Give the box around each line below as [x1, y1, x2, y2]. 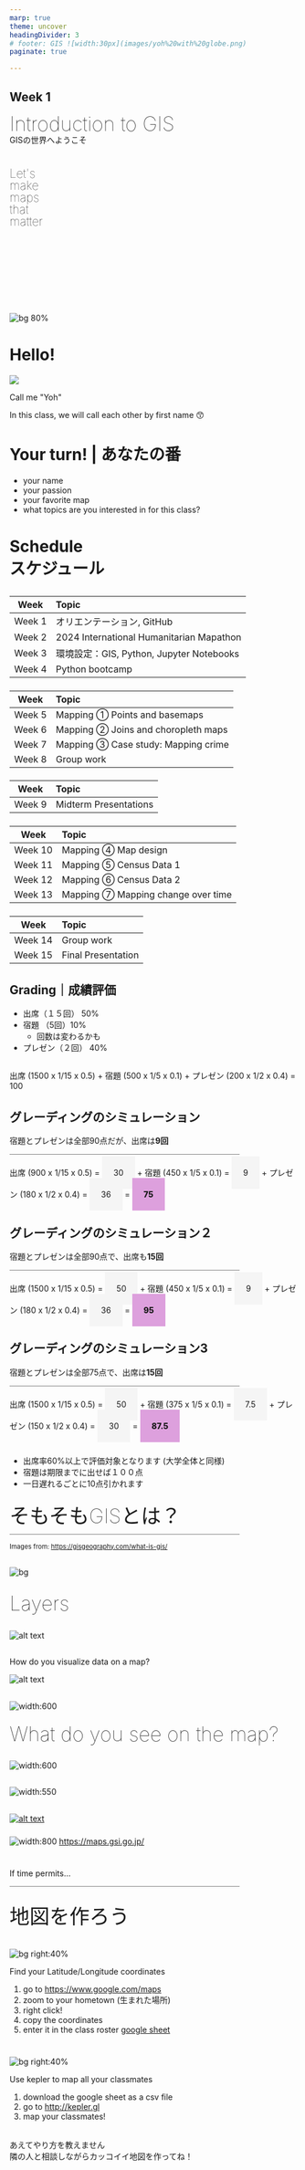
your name [22, 476, 64, 486]
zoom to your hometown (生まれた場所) [22, 1995, 172, 2006]
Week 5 [14, 708, 47, 721]
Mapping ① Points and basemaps [56, 708, 204, 721]
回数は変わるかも [36, 1031, 101, 1042]
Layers [9, 1590, 70, 1616]
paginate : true [9, 47, 68, 57]
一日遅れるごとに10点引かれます [22, 1478, 144, 1489]
